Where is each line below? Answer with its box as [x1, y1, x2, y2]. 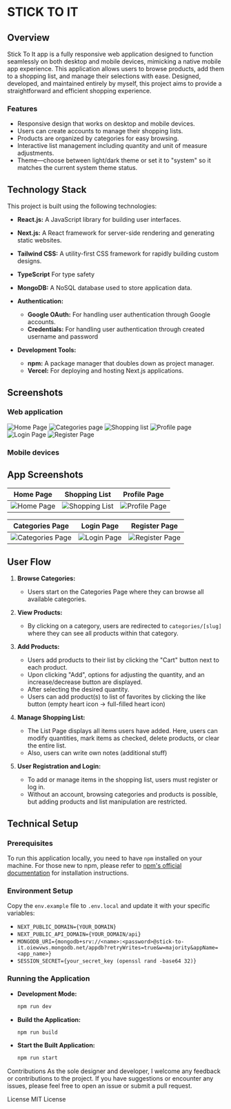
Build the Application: [17, 1015, 81, 1023]
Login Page [81, 521, 119, 531]
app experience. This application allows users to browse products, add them [7, 65, 225, 73]
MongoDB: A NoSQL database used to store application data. [17, 284, 192, 292]
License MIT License [7, 1095, 66, 1103]
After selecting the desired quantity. [27, 685, 130, 694]
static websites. [17, 236, 62, 245]
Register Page [130, 521, 178, 531]
